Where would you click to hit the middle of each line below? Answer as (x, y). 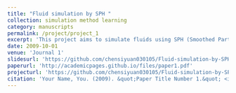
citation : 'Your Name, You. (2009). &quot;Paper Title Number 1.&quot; (114, 79)
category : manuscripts (40, 27)
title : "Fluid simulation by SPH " (59, 14)
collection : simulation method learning (67, 20)
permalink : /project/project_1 (53, 33)
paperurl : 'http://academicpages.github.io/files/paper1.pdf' (100, 66)
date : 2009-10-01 (33, 46)
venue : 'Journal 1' (36, 53)
